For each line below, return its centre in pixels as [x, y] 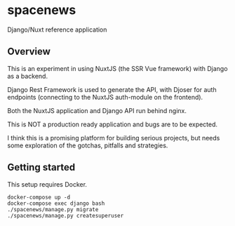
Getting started [41, 167]
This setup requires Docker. [47, 184]
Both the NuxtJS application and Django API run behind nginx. [97, 110]
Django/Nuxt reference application [57, 29]
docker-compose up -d [39, 197]
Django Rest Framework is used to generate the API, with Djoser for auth [112, 89]
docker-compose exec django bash [56, 203]
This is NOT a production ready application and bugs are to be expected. [113, 124]
